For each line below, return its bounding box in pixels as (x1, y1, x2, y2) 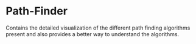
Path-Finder (5, 4, 68, 18)
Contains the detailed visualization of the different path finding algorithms (5, 24, 191, 31)
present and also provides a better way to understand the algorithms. (5, 30, 180, 37)
